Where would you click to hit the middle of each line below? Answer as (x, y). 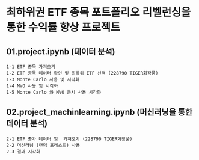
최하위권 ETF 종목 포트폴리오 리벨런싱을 (99, 12)
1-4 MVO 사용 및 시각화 (32, 86)
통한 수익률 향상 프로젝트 (63, 27)
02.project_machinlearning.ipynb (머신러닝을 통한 (99, 112)
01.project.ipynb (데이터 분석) (61, 51)
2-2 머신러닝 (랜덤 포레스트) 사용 (43, 145)
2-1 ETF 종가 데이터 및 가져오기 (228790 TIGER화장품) (69, 139)
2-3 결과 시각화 (23, 152)
